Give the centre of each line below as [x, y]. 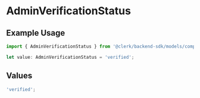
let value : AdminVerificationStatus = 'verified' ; [70, 57]
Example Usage [36, 33]
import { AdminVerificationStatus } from [58, 46]
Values [19, 76]
